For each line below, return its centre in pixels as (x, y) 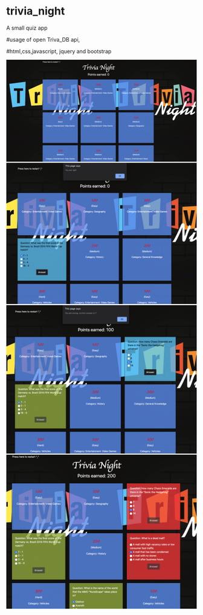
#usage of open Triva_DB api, (43, 39)
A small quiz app (27, 28)
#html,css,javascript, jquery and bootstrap (59, 51)
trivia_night (36, 11)
